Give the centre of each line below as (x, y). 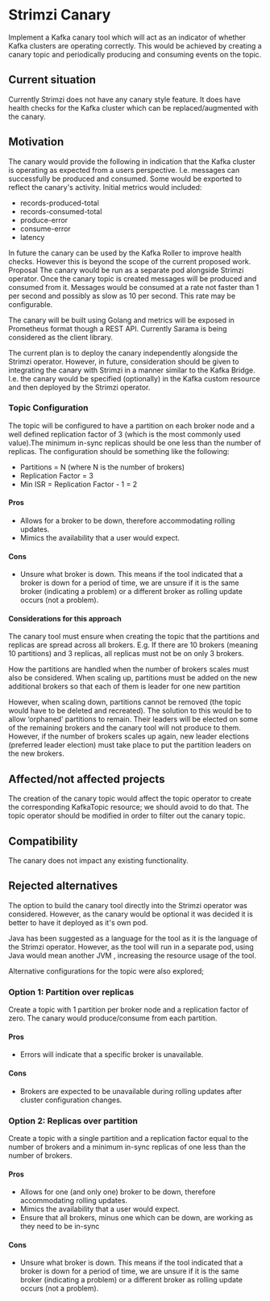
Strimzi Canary (60, 15)
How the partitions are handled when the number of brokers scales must (129, 669)
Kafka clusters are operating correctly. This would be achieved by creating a (135, 45)
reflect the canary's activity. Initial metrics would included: (105, 187)
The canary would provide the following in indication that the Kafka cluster (132, 161)
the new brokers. (36, 754)
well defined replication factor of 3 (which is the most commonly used (125, 434)
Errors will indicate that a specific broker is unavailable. (112, 1055)
